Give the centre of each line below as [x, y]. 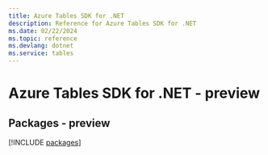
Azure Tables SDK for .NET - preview [134, 93]
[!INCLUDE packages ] [45, 142]
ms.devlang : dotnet [41, 46]
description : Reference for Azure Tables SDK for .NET [103, 23]
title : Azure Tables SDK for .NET [67, 16]
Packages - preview [59, 123]
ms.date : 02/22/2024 [43, 31]
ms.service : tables [41, 53]
